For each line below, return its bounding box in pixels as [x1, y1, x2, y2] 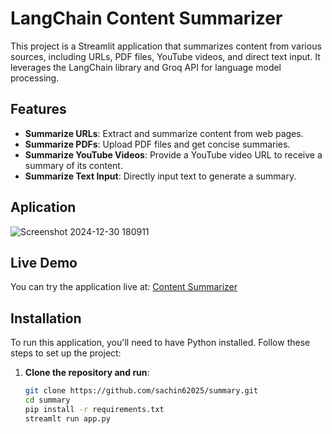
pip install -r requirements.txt [24, 404, 165, 414]
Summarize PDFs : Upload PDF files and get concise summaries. [24, 138, 291, 150]
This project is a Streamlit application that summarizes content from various [10, 40, 322, 52]
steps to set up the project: [10, 347, 122, 359]
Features [10, 101, 67, 118]
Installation [10, 310, 82, 327]
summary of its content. [24, 159, 123, 171]
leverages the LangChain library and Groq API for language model [10, 61, 282, 73]
